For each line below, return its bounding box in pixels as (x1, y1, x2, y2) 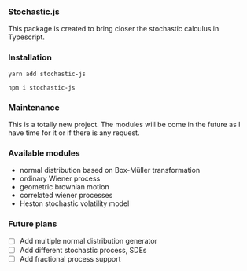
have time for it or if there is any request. (8, 128, 140, 137)
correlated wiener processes (19, 191, 113, 200)
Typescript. (8, 32, 46, 42)
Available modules (8, 148, 80, 159)
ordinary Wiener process (19, 174, 101, 183)
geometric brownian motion (19, 182, 109, 192)
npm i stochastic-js (8, 83, 76, 92)
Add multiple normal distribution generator (19, 236, 157, 246)
